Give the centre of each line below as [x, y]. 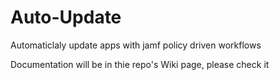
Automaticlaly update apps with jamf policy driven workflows [136, 45]
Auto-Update [66, 17]
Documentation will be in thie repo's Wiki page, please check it [140, 64]
